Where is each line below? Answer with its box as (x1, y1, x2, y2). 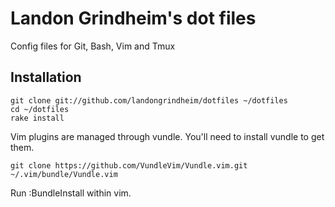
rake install (10, 113, 65, 123)
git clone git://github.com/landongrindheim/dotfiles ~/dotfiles (10, 95, 288, 106)
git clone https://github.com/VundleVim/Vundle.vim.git (10, 160, 248, 171)
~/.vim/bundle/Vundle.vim (10, 169, 118, 179)
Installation (10, 69, 82, 86)
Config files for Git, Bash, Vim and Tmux (10, 40, 176, 52)
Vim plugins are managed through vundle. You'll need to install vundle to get (10, 130, 325, 142)
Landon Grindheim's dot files (10, 7, 257, 30)
